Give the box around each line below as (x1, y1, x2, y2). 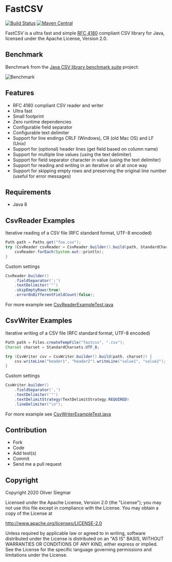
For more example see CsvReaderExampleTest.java (5, 302, 114, 308)
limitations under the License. (5, 552, 68, 558)
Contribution (5, 426, 47, 434)
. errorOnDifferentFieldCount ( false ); (14, 293, 95, 298)
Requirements (5, 188, 51, 196)
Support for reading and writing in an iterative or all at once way (12, 162, 147, 168)
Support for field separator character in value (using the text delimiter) (12, 157, 161, 163)
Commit (12, 455, 30, 462)
